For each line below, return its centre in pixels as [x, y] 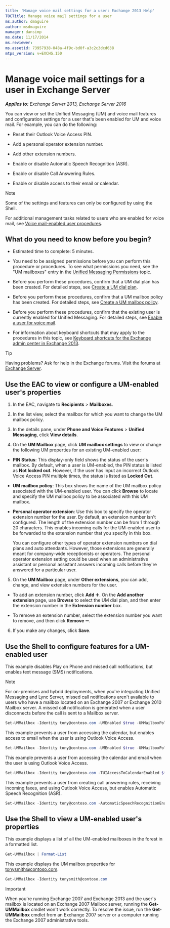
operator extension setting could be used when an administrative [80, 559]
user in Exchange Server [58, 90]
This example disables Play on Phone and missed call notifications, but [79, 666]
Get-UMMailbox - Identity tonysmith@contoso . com [56, 879]
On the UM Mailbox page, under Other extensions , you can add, [80, 580]
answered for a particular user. [45, 570]
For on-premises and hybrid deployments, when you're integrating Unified [83, 691]
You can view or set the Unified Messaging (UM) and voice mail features [81, 113]
